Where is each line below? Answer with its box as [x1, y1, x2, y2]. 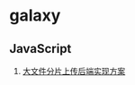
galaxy [9, 5, 61, 26]
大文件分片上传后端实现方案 [22, 66, 126, 76]
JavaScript [9, 41, 72, 56]
